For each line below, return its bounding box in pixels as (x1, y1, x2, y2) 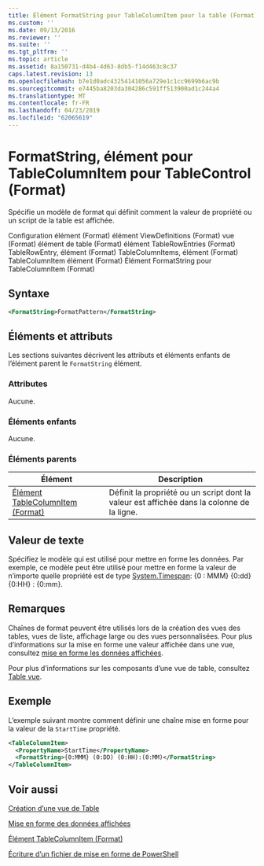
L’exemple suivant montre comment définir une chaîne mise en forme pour (8, 715, 249, 724)
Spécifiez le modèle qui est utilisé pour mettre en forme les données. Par (8, 555, 244, 564)
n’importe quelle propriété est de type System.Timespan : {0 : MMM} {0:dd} (8, 571, 251, 580)
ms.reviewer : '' (8, 33, 61, 42)
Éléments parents (8, 453, 77, 464)
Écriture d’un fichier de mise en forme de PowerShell (8, 849, 179, 858)
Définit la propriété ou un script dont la (108, 487, 251, 498)
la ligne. (108, 507, 138, 518)
